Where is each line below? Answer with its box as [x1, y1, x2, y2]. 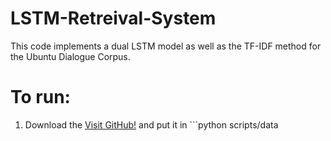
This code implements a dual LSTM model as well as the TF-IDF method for [10, 40, 322, 52]
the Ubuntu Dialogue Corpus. [10, 50, 131, 62]
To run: [10, 86, 71, 109]
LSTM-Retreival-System [10, 7, 217, 30]
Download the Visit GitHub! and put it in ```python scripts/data [24, 118, 279, 131]
